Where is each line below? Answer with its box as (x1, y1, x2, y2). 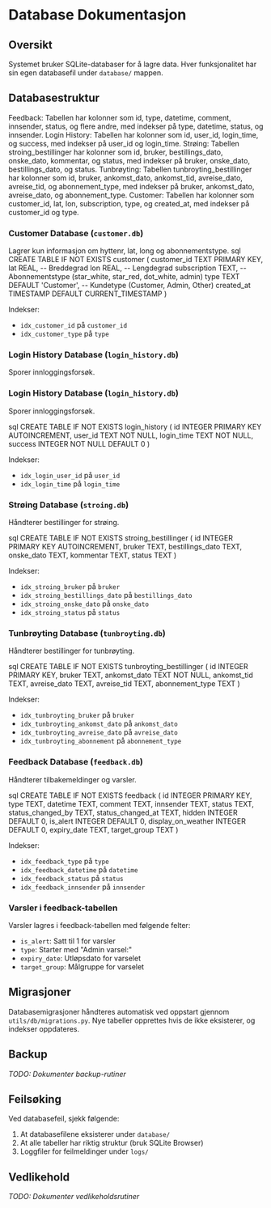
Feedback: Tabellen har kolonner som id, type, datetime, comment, (8, 112, 232, 122)
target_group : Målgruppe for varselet (19, 961, 144, 972)
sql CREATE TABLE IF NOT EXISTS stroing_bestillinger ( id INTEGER (8, 533, 233, 543)
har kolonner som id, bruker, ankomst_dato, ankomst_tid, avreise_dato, (8, 172, 243, 183)
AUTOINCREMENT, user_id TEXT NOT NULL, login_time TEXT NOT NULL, (8, 430, 253, 440)
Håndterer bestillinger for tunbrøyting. (8, 646, 135, 656)
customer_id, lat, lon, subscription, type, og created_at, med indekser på (8, 198, 250, 208)
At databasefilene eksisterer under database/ (19, 1130, 171, 1139)
